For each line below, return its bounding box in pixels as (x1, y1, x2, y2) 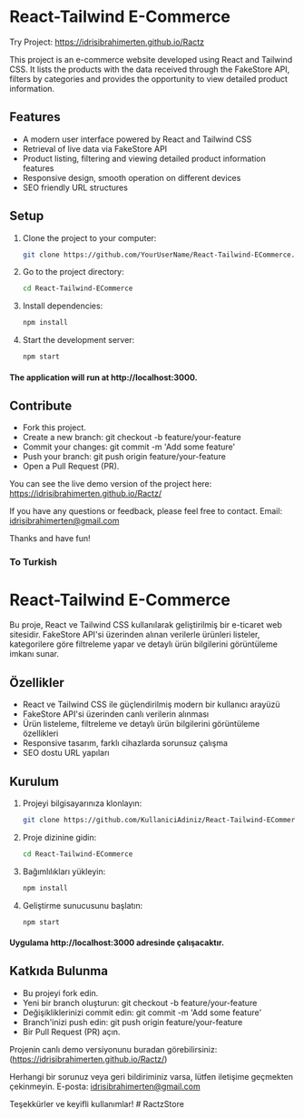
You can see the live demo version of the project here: (9, 478, 212, 489)
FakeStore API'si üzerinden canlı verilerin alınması (22, 709, 210, 720)
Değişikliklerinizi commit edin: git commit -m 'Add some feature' (22, 1007, 262, 1018)
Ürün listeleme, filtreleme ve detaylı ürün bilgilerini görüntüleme (22, 719, 260, 730)
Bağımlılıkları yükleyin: (22, 866, 106, 877)
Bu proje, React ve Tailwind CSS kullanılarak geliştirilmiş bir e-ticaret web (9, 619, 283, 630)
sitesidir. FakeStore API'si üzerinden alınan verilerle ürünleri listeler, (9, 630, 260, 640)
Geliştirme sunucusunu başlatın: (22, 900, 143, 911)
